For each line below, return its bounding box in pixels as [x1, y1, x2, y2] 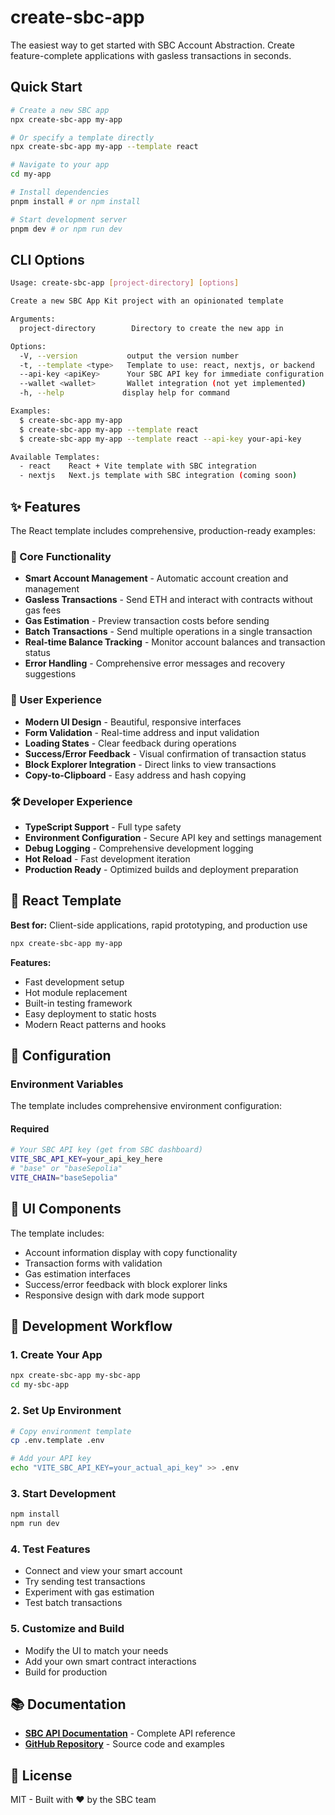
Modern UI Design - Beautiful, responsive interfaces [24, 716, 242, 728]
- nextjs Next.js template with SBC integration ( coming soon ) [19, 471, 298, 481]
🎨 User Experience [10, 693, 102, 707]
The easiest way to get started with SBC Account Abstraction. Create [10, 39, 295, 51]
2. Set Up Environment [10, 1404, 122, 1418]
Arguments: [10, 314, 56, 325]
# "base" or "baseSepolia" [10, 1164, 123, 1174]
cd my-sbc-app [10, 1380, 70, 1390]
